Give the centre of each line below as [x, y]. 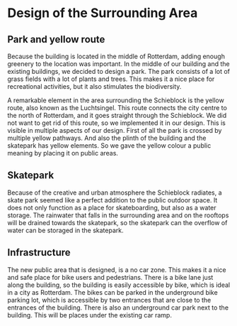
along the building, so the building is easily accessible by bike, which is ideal [119, 285]
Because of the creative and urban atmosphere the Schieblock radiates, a [115, 192]
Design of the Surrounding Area [103, 13]
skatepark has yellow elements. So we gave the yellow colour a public [109, 146]
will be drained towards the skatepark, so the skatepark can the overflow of [117, 222]
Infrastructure [39, 252]
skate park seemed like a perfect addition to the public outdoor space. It [112, 200]
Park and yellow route [56, 39]
